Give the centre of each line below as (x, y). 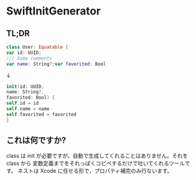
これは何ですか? (36, 141)
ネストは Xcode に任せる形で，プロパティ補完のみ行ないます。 (95, 171)
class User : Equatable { (37, 47)
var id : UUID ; (24, 52)
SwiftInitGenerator (54, 11)
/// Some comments (29, 58)
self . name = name (28, 109)
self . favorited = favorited (41, 114)
